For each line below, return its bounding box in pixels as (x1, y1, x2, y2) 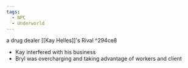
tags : (6, 8, 20, 15)
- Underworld (12, 20, 45, 26)
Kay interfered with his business (15, 49, 96, 56)
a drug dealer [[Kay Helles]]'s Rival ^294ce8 (6, 37, 117, 44)
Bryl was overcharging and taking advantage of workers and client (15, 55, 183, 63)
